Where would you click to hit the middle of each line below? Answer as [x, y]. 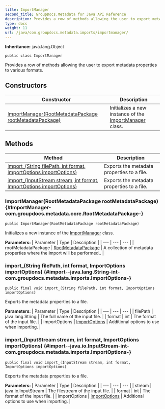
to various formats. [24, 70]
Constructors [26, 86]
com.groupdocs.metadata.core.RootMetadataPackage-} [74, 214]
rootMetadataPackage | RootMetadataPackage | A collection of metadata [79, 248]
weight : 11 [16, 28]
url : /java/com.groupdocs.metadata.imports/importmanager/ [67, 33]
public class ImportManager [34, 56]
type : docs [16, 23]
